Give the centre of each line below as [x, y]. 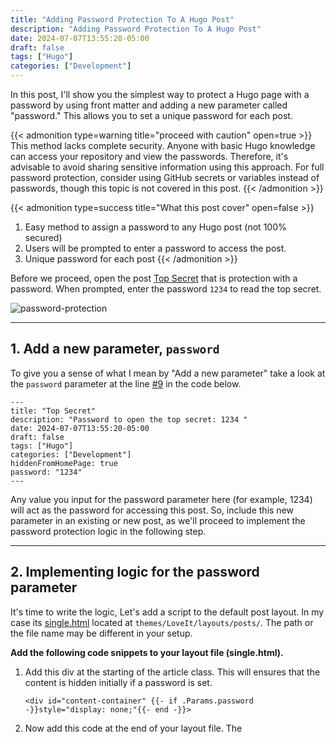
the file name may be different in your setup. [101, 633]
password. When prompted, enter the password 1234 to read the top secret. [166, 289]
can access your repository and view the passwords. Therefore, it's [149, 156]
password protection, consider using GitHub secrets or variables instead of [165, 177]
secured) [43, 237]
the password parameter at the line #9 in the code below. [126, 383]
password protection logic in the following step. [108, 531]
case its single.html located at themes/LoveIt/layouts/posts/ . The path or [162, 622]
